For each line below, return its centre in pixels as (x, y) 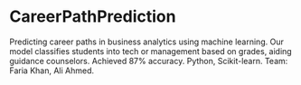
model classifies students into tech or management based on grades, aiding (150, 51)
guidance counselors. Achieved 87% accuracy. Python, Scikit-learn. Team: (149, 61)
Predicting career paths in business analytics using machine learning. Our (147, 42)
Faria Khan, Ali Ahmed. (52, 71)
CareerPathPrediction (93, 17)
